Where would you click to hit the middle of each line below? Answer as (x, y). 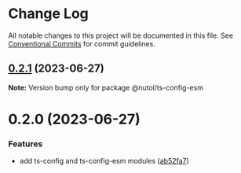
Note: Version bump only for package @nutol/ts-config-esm (106, 87)
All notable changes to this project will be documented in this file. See (121, 35)
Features (26, 144)
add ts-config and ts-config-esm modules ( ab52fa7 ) (104, 161)
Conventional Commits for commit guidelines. (82, 43)
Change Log (48, 14)
